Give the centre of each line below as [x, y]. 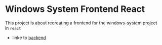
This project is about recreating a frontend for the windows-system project [81, 23]
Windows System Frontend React [75, 9]
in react [13, 28]
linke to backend [29, 38]
